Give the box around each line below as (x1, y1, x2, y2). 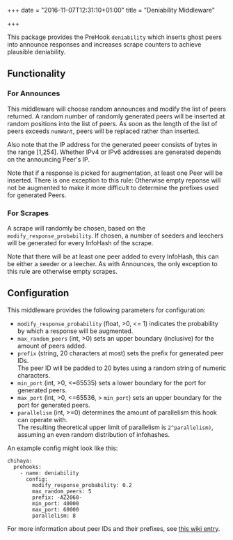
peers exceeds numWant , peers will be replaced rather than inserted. (7, 127, 200, 135)
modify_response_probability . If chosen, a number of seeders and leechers (7, 231, 224, 240)
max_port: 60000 (32, 506, 79, 513)
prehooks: (13, 463, 42, 470)
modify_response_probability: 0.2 (32, 481, 132, 488)
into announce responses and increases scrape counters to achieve (7, 40, 202, 48)
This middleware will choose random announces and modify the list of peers (7, 105, 227, 113)
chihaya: (7, 457, 33, 464)
